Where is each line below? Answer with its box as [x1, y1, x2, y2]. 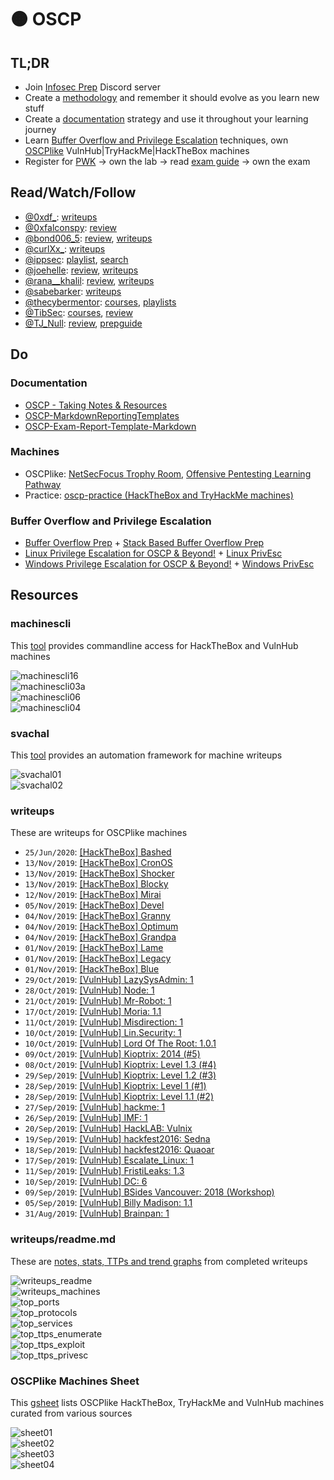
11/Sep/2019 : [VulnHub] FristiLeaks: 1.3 [24, 1165, 185, 1177]
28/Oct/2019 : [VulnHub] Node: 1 [24, 984, 155, 996]
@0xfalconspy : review [24, 221, 118, 233]
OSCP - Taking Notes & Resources [24, 399, 168, 411]
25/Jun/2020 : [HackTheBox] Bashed [24, 846, 172, 858]
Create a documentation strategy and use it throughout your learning [24, 113, 309, 125]
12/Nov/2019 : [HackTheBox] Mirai [24, 889, 162, 901]
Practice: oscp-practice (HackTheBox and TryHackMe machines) [24, 489, 294, 501]
